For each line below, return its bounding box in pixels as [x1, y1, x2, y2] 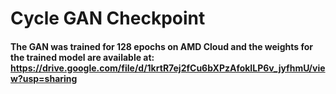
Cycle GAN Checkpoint [10, 7, 206, 30]
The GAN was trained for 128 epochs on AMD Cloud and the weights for [10, 40, 313, 52]
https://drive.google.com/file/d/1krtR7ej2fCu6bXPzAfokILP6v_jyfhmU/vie [10, 62, 326, 74]
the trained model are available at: [10, 51, 155, 63]
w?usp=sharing [10, 72, 78, 84]
